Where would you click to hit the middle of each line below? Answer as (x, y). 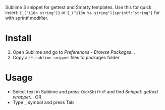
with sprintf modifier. (27, 18)
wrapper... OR (27, 97)
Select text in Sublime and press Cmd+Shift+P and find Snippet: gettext (85, 91)
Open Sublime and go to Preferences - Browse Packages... (74, 52)
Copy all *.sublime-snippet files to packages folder (66, 57)
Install (18, 38)
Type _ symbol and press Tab (43, 102)
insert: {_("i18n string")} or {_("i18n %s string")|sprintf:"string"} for (83, 13)
